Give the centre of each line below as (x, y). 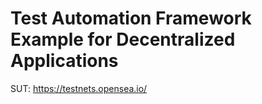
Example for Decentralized (123, 39)
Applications (64, 61)
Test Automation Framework (131, 18)
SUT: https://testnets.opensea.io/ (79, 88)
